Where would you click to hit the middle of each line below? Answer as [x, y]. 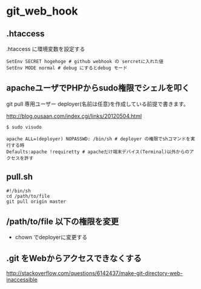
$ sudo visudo [24, 127]
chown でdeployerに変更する [51, 237]
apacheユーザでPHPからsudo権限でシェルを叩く [98, 88]
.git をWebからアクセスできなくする [74, 258]
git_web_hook [42, 11]
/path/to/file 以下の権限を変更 [63, 222]
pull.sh [20, 177]
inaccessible [22, 280]
